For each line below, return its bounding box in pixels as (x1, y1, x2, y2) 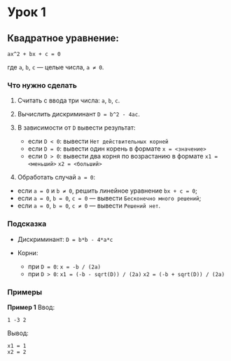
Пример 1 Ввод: (7, 303, 55, 311)
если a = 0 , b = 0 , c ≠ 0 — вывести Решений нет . (17, 201, 161, 210)
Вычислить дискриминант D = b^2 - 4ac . (17, 110, 140, 118)
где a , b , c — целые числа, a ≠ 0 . (7, 63, 104, 71)
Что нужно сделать (7, 80, 77, 90)
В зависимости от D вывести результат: (17, 123, 136, 132)
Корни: (17, 248, 38, 257)
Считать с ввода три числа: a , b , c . (17, 96, 120, 105)
